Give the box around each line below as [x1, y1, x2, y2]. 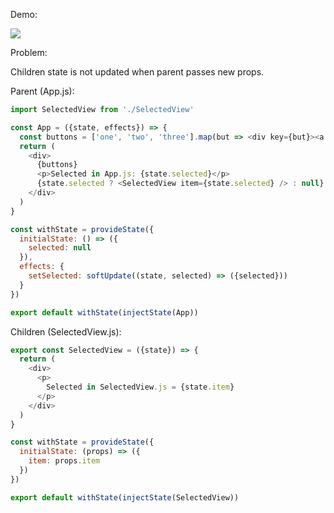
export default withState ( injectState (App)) [10, 307, 199, 318]
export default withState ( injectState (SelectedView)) [10, 492, 240, 503]
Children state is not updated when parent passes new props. [10, 66, 265, 78]
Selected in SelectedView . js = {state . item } [46, 382, 235, 392]
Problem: [10, 47, 48, 58]
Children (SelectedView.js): [10, 325, 122, 338]
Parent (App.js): [10, 85, 75, 97]
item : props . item [28, 456, 101, 466]
